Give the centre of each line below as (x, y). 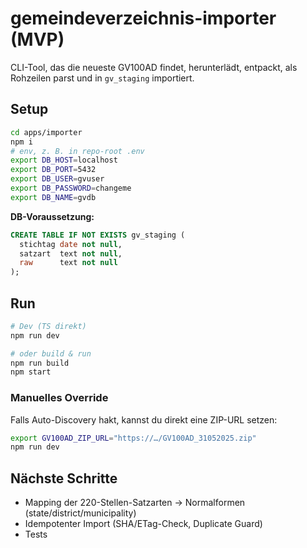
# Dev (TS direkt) (48, 326)
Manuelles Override (59, 398)
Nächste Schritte (64, 478)
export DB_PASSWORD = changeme (71, 188)
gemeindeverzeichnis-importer (143, 18)
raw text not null (68, 263)
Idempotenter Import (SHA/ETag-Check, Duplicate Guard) (143, 524)
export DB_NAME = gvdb (53, 197)
